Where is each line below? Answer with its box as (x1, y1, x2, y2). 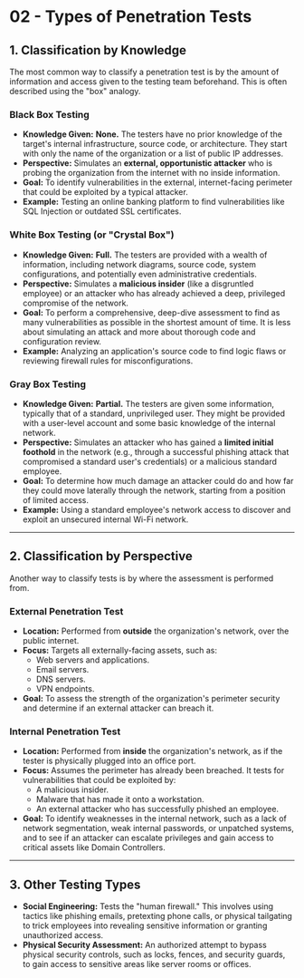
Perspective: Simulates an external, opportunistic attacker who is (22, 158, 273, 169)
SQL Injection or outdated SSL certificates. (22, 206, 182, 217)
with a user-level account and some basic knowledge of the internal (22, 417, 276, 428)
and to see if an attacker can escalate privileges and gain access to (22, 832, 274, 844)
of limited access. (22, 494, 89, 505)
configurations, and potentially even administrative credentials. (22, 268, 258, 279)
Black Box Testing (9, 108, 90, 121)
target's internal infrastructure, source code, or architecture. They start (22, 139, 288, 150)
